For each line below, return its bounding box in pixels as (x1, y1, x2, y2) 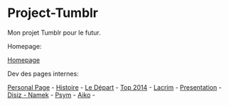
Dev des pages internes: (7, 69, 80, 78)
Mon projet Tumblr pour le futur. (7, 28, 101, 37)
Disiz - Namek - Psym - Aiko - (7, 90, 96, 99)
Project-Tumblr (7, 5, 98, 21)
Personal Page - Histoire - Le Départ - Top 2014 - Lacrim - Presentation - (7, 83, 222, 91)
